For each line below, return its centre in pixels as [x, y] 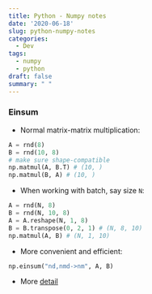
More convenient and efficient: [71, 251]
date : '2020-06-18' [41, 24]
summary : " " [30, 84]
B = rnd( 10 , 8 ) [34, 152]
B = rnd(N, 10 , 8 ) [39, 213]
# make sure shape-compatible [59, 160]
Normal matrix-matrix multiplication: [80, 130]
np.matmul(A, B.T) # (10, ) [56, 167]
